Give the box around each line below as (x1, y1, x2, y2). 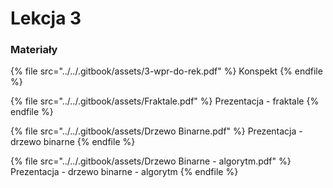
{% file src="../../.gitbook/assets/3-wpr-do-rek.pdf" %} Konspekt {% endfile (10, 65, 323, 77)
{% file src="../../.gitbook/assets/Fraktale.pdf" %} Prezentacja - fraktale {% (10, 95, 320, 107)
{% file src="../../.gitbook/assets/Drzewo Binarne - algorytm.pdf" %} (10, 155, 292, 167)
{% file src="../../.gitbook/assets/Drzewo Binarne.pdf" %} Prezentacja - (10, 125, 303, 137)
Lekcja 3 (10, 7, 82, 30)
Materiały (10, 43, 58, 57)
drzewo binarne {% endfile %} (10, 136, 136, 148)
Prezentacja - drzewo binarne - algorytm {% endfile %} (10, 166, 239, 178)
